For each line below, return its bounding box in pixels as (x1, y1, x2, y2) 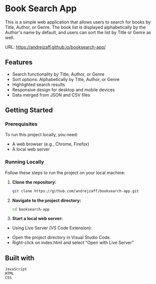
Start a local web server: (12, 216, 63, 222)
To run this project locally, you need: (5, 132, 78, 138)
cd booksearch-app (12, 207, 50, 212)
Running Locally (5, 159, 44, 165)
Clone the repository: (12, 179, 57, 185)
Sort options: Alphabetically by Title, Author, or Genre (12, 76, 120, 82)
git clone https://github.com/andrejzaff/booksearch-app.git (12, 188, 139, 193)
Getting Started (5, 106, 53, 115)
